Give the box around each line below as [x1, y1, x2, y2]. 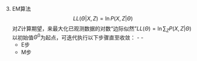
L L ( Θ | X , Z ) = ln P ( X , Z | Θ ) [73, 15, 133, 22]
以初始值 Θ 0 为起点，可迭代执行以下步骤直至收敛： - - [11, 32, 144, 41]
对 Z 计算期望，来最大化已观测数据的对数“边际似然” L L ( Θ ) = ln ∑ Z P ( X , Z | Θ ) [11, 25, 192, 33]
